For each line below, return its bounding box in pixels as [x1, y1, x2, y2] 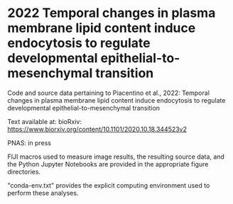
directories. [7, 167, 41, 176]
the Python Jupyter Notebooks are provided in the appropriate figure [7, 159, 209, 168]
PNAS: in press [7, 138, 52, 147]
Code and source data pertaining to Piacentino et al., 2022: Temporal [7, 89, 210, 97]
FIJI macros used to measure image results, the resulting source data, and [7, 152, 225, 161]
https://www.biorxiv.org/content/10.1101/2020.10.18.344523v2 [7, 125, 187, 133]
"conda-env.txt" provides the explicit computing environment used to [7, 181, 210, 189]
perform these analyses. [7, 188, 79, 197]
